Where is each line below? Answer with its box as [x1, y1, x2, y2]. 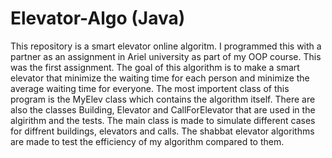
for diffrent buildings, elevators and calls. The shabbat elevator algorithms [10, 125, 315, 137]
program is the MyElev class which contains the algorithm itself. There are [10, 93, 316, 105]
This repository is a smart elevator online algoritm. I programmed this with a [10, 40, 322, 52]
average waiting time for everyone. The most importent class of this [10, 82, 290, 94]
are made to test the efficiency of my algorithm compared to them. [10, 135, 285, 147]
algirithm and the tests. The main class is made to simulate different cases [10, 114, 316, 126]
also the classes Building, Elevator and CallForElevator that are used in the [10, 103, 316, 116]
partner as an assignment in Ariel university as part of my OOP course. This [10, 50, 322, 62]
